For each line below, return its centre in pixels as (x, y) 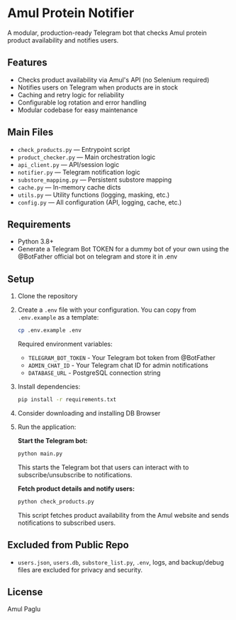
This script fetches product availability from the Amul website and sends (123, 515)
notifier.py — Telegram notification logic (79, 172)
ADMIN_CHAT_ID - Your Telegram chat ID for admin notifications (118, 365)
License (25, 592)
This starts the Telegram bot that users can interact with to (103, 467)
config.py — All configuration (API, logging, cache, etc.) (100, 202)
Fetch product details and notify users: (76, 489)
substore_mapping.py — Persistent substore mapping (95, 180)
